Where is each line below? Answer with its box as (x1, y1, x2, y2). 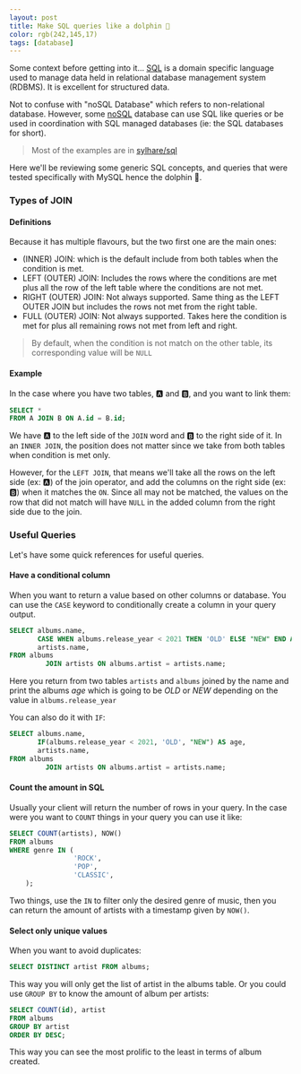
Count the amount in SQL (9, 782, 105, 793)
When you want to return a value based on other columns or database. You (9, 589, 287, 601)
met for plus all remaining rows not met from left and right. (21, 320, 238, 332)
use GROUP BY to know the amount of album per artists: (9, 988, 210, 999)
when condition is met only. (9, 450, 111, 461)
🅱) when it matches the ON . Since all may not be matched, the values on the (9, 487, 288, 498)
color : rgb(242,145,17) (9, 30, 99, 39)
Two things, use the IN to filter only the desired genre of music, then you (9, 895, 277, 905)
